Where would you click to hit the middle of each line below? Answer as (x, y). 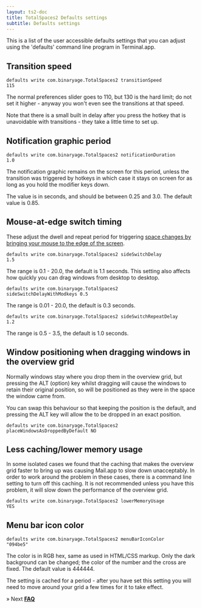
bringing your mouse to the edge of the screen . (66, 243)
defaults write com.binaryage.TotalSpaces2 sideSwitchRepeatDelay (92, 317)
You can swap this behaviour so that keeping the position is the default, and (101, 408)
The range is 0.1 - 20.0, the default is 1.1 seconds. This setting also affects (98, 271)
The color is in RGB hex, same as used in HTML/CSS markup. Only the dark (101, 556)
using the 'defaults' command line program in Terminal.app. (81, 47)
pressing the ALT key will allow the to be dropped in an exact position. (94, 414)
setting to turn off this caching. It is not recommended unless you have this (100, 484)
